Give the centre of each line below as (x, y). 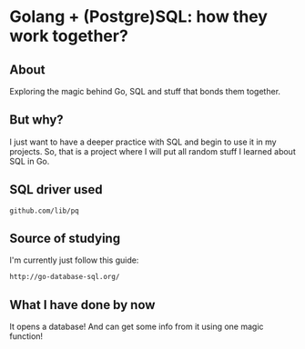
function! (26, 336)
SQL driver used (56, 189)
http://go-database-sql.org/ (65, 277)
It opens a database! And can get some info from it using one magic (137, 327)
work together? (69, 36)
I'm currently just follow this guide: (74, 260)
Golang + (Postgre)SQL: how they (139, 17)
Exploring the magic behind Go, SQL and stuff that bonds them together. (145, 91)
